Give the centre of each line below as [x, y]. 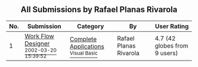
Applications [87, 46]
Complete [83, 39]
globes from [171, 45]
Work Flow [39, 36]
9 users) [166, 53]
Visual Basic [84, 53]
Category [90, 26]
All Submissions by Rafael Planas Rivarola [99, 10]
